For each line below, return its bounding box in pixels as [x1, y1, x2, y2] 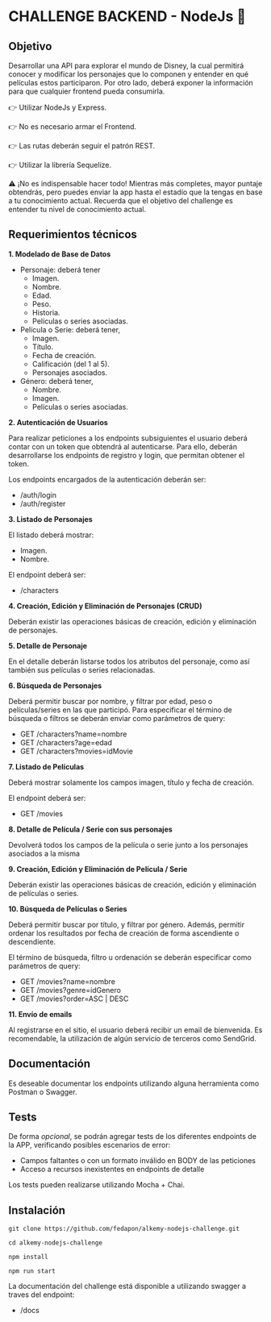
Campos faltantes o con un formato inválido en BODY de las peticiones [19, 1156, 256, 1166]
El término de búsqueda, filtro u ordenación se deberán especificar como [8, 952, 252, 962]
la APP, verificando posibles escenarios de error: [8, 1141, 171, 1150]
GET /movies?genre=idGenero [19, 985, 121, 995]
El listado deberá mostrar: [8, 530, 94, 540]
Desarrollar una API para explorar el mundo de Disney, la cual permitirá [8, 60, 244, 70]
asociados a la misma [8, 849, 81, 858]
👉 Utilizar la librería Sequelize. [8, 161, 111, 169]
